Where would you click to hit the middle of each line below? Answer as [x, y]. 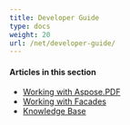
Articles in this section [53, 72]
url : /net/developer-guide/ [63, 43]
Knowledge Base [54, 111]
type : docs [30, 26]
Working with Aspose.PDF [71, 92]
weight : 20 [30, 34]
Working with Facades [65, 101]
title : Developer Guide [55, 18]
